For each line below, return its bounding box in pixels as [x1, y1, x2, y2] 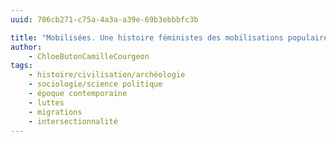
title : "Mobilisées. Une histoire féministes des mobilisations [10, 32, 284, 43]
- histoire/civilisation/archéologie [28, 70, 186, 80]
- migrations [28, 107, 83, 117]
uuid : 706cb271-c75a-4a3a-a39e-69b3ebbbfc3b [10, 14, 199, 25]
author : [10, 42, 43, 52]
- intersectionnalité [28, 116, 118, 126]
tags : [10, 61, 33, 71]
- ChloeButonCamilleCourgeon [28, 51, 150, 61]
